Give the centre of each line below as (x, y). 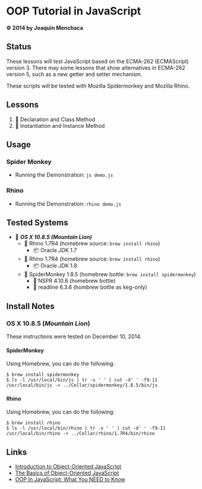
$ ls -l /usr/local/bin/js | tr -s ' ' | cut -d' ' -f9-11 (82, 380)
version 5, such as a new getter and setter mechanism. (74, 74)
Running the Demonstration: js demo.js (64, 175)
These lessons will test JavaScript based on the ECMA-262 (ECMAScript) (97, 61)
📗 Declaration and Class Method (55, 119)
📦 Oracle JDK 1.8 (55, 266)
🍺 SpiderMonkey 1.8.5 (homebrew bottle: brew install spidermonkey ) (110, 274)
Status (19, 47)
